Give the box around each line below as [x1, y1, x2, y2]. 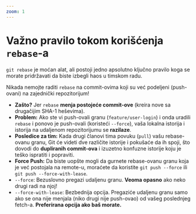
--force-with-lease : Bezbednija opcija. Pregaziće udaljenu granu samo [14, 189, 188, 196]
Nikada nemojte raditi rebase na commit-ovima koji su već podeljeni [6, 83, 170, 91]
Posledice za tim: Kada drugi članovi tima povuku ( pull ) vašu [14, 132, 165, 139]
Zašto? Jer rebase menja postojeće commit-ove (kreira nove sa [14, 101, 171, 108]
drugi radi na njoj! [14, 182, 58, 189]
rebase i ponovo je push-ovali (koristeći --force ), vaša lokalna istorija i [14, 120, 185, 127]
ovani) [6, 89, 22, 97]
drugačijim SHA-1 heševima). [14, 107, 85, 115]
